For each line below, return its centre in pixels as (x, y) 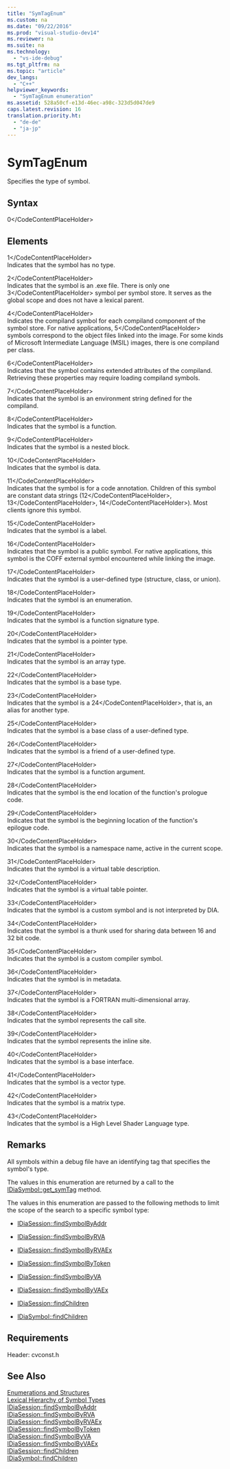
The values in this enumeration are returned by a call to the (91, 1182)
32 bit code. (24, 937)
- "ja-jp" (27, 128)
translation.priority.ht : (44, 115)
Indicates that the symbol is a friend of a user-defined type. (91, 751)
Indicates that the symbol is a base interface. (71, 1061)
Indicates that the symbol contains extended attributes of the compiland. (110, 370)
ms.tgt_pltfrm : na (33, 65)
